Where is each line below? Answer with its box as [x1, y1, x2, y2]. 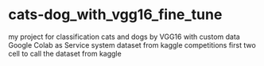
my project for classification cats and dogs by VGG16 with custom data [8, 32, 240, 41]
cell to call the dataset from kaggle [8, 49, 122, 58]
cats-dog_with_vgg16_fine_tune [8, 6, 223, 24]
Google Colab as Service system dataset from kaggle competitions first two [8, 40, 256, 49]
